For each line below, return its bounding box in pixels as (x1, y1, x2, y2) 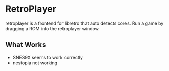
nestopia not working (12, 60, 58, 66)
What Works (5, 41, 46, 49)
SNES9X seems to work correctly (12, 54, 83, 60)
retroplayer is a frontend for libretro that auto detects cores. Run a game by (5, 20, 164, 26)
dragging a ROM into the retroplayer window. (5, 25, 100, 31)
